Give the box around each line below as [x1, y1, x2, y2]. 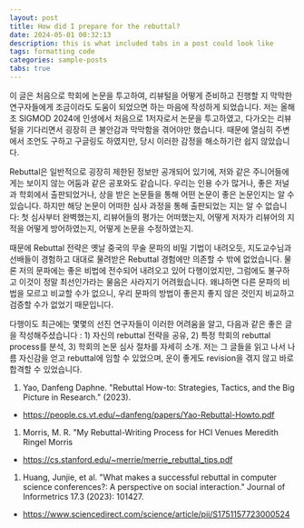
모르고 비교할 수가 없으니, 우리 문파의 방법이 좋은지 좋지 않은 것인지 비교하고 [25, 287, 295, 298]
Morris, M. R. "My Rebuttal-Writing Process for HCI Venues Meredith [22, 426, 279, 437]
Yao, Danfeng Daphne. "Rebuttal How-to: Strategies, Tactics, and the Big [22, 382, 295, 393]
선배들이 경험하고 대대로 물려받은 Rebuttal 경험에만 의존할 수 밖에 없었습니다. [9, 254, 283, 264]
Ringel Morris [22, 436, 74, 447]
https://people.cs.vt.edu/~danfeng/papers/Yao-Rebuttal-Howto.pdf [22, 409, 275, 420]
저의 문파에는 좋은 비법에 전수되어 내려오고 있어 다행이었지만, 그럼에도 [18, 264, 266, 275]
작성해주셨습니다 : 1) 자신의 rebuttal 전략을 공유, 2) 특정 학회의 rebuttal [18, 329, 271, 341]
